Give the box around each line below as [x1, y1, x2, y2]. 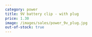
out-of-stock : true [5, 25, 45, 30]
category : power [5, 7, 38, 12]
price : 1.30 [5, 16, 29, 21]
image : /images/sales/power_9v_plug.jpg [5, 20, 88, 25]
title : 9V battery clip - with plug [5, 12, 79, 16]
